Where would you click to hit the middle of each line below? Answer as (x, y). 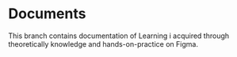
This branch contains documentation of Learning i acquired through (119, 36)
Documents (47, 14)
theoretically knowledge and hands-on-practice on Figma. (103, 44)
